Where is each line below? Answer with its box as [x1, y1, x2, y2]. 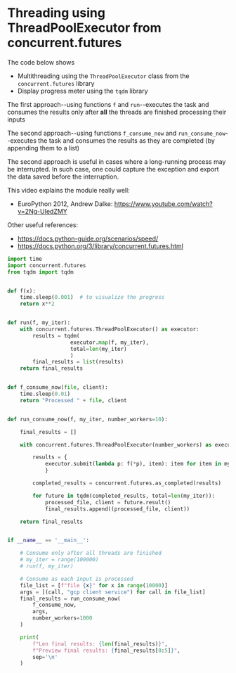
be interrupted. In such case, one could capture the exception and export [7, 165, 219, 173]
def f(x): [7, 287, 37, 295]
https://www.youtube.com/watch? [114, 199, 213, 208]
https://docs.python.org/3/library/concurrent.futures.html [17, 241, 184, 250]
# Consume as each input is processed [20, 575, 133, 582]
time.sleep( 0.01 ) [20, 390, 71, 398]
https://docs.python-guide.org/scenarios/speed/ [17, 234, 159, 243]
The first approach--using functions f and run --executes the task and [7, 100, 209, 108]
